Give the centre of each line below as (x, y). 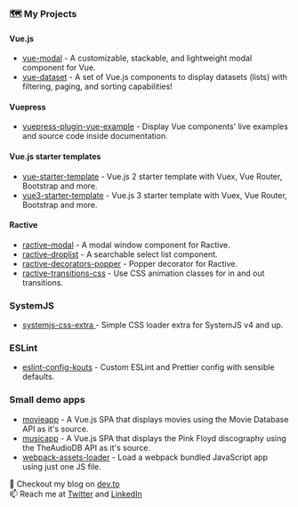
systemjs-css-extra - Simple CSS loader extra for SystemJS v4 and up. (153, 325)
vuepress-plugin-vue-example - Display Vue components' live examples (155, 126)
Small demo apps (48, 400)
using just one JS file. (62, 466)
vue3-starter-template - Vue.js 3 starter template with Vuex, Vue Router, (154, 195)
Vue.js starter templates (55, 156)
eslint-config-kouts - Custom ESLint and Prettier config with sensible (148, 367)
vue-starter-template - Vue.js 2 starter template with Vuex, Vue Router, (152, 176)
